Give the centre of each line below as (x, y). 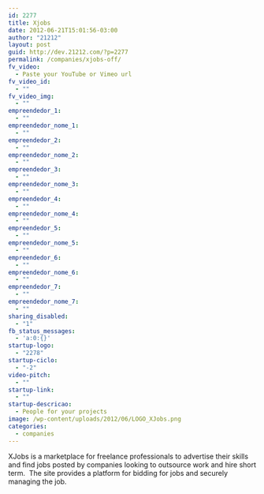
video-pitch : (30, 375)
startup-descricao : (40, 404)
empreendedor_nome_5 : (44, 243)
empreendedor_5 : (35, 228)
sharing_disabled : (38, 316)
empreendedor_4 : (35, 199)
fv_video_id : (30, 81)
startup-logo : (32, 346)
